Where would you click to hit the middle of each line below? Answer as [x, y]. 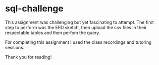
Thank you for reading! [28, 57]
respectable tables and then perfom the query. [53, 32]
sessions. [15, 47]
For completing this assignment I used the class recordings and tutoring [79, 42]
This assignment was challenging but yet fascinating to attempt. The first [79, 22]
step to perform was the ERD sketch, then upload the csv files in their [76, 27]
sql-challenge [34, 9]
